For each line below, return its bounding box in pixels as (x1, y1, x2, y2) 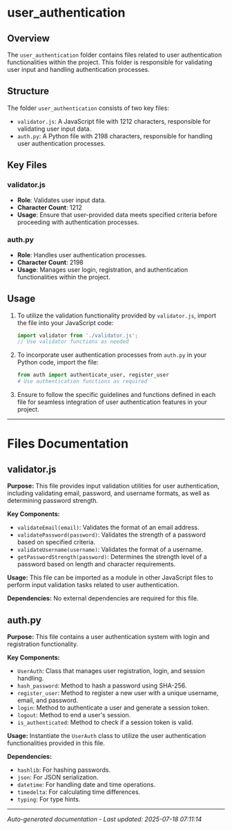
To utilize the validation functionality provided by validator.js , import (17, 311, 216, 320)
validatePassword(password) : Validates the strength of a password (17, 531, 206, 539)
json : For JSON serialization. (17, 773, 99, 781)
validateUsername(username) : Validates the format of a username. (17, 545, 204, 554)
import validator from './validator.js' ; (17, 332, 139, 339)
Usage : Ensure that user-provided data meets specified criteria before (17, 210, 217, 219)
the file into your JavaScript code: (17, 318, 114, 326)
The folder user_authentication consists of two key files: (7, 104, 169, 112)
